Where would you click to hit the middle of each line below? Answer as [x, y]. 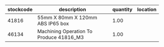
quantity [122, 9]
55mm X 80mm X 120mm [67, 18]
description [72, 9]
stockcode [20, 9]
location [147, 9]
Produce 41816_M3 [61, 37]
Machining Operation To [65, 31]
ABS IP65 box [53, 23]
